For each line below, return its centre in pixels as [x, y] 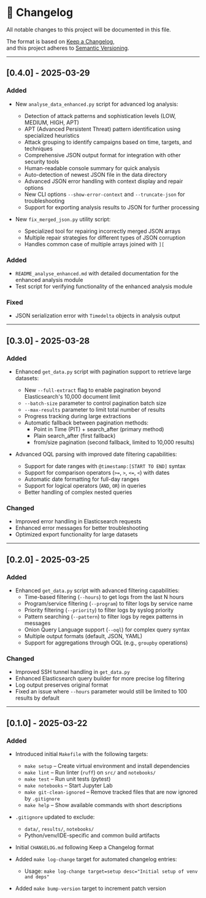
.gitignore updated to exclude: [55, 817]
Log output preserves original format [62, 685]
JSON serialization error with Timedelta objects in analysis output [98, 316]
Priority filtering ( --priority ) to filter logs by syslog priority [99, 610]
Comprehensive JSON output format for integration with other [102, 155]
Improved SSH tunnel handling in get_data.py [72, 672]
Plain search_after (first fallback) [74, 435]
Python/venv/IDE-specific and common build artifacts [92, 835]
